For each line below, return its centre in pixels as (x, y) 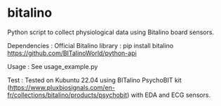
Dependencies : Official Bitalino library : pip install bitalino (91, 45)
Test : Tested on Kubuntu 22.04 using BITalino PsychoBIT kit (95, 80)
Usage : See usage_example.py (53, 66)
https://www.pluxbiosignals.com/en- (62, 87)
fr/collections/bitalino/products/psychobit (67, 95)
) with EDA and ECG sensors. (169, 95)
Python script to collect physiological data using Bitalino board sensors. (111, 32)
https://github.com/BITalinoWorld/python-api (72, 53)
